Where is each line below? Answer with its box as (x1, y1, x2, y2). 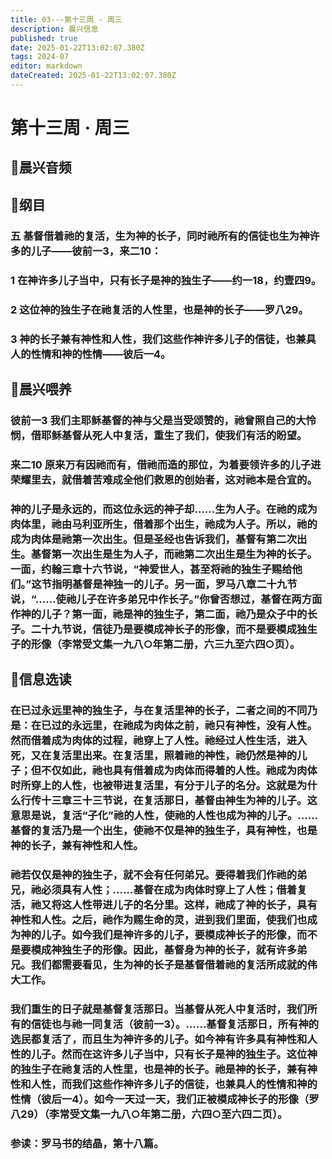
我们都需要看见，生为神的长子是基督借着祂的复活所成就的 (30, 957, 308, 971)
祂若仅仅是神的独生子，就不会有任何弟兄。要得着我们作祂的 (10, 867, 298, 881)
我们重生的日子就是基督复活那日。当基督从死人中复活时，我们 (10, 1002, 308, 1016)
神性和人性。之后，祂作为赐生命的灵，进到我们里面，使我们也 (10, 912, 308, 926)
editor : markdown (10, 61, 83, 71)
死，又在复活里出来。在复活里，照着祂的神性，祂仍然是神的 (10, 749, 298, 762)
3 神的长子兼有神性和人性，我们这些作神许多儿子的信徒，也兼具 (10, 332, 317, 346)
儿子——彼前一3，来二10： (30, 244, 162, 258)
